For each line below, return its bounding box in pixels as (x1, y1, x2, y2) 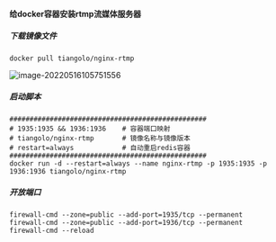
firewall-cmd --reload (9, 226, 94, 235)
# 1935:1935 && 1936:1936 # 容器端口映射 (9, 124, 171, 133)
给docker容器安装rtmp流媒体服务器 (9, 8, 142, 19)
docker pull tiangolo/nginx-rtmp (9, 54, 135, 63)
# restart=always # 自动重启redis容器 (9, 143, 191, 152)
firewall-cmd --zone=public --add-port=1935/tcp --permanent (9, 210, 244, 220)
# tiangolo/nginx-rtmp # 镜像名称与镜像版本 (9, 133, 191, 143)
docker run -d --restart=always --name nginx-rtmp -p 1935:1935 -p (9, 158, 268, 168)
